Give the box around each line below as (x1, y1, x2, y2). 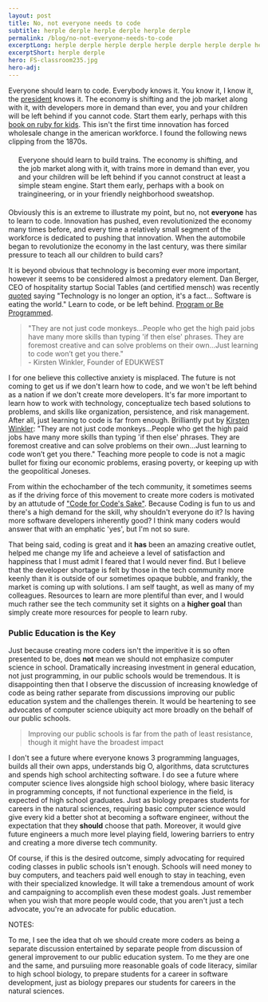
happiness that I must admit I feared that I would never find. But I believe (8, 556, 246, 566)
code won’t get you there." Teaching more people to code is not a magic (8, 449, 246, 459)
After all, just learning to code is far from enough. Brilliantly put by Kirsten (8, 415, 250, 424)
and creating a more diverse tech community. (8, 838, 158, 848)
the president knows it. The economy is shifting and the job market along (8, 93, 248, 104)
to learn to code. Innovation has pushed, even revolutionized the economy (8, 216, 253, 225)
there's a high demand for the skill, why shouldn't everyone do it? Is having (8, 507, 255, 516)
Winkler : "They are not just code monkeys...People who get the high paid (8, 423, 249, 433)
